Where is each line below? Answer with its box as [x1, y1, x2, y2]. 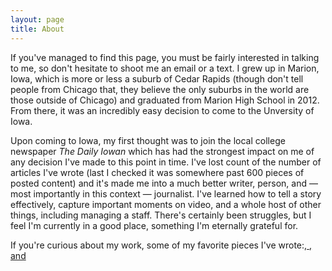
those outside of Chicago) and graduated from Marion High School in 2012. [10, 94, 320, 106]
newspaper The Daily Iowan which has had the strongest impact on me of [10, 145, 315, 157]
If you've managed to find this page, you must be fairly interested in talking [10, 51, 320, 63]
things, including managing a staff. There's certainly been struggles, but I [10, 209, 312, 221]
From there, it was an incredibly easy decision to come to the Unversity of [10, 104, 315, 116]
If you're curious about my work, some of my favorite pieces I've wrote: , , [10, 239, 313, 251]
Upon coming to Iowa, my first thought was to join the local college [10, 134, 286, 146]
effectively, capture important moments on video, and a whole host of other [10, 198, 322, 210]
